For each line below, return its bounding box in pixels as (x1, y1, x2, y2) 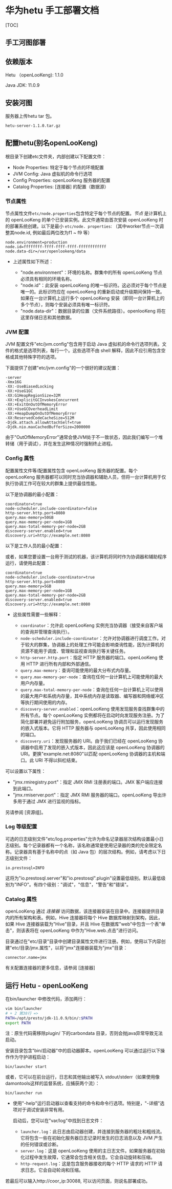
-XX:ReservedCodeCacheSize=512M (5, 416, 74, 421)
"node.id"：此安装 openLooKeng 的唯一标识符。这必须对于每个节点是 (20, 282, 167, 288)
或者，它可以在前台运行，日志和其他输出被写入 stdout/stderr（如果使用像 (5, 1074, 160, 1080)
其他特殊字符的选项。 (14, 354, 59, 360)
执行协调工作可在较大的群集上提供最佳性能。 (5, 480, 100, 486)
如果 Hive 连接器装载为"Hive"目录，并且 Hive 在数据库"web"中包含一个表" (5, 921, 161, 927)
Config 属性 (5, 455, 35, 462)
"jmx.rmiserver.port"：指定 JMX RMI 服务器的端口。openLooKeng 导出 (12, 792, 162, 798)
